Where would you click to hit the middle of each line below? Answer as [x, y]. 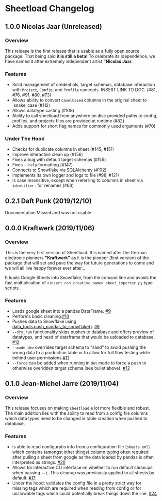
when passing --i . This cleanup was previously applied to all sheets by [83, 473]
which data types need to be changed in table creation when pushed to [76, 418]
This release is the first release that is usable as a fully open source [72, 51]
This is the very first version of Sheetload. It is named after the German [76, 252]
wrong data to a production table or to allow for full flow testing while [81, 353]
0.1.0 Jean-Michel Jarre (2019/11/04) [62, 383]
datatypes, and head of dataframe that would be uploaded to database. [83, 337]
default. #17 [24, 478]
